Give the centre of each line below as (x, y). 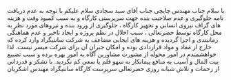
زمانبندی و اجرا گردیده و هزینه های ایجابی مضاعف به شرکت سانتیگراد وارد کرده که (113, 40)
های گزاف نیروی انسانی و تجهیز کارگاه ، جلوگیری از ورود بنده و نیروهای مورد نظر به (114, 25)
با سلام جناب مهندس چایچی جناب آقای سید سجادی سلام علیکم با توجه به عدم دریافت (116, 11)
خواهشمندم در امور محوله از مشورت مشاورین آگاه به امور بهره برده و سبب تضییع (112, 54)
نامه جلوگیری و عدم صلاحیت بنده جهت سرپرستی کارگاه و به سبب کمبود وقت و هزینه (115, 18)
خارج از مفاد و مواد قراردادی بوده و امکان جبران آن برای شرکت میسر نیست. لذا (109, 47)
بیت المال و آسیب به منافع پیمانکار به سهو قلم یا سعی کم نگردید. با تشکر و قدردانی (113, 61)
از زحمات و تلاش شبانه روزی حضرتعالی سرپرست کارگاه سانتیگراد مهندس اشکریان (113, 69)
